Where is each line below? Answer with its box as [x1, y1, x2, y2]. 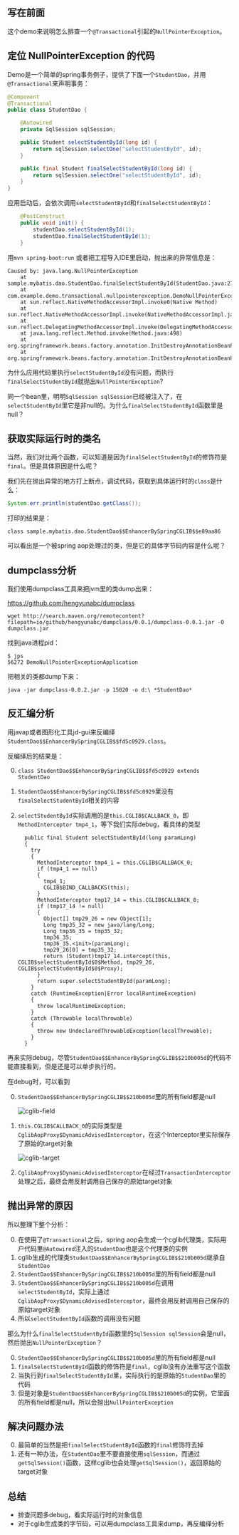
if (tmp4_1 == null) [36, 865, 98, 873]
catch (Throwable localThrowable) [31, 1014, 133, 1022]
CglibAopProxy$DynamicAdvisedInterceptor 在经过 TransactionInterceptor [17, 1167, 231, 1177]
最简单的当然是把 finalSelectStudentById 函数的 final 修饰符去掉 [17, 1441, 204, 1450]
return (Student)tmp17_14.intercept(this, [43, 952, 171, 959]
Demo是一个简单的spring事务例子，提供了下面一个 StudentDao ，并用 [7, 70, 206, 78]
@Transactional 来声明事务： [7, 79, 90, 88]
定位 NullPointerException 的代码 [7, 50, 155, 62]
